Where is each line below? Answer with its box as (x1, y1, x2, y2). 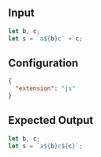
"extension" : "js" (15, 84, 77, 93)
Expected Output (8, 114, 94, 127)
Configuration (8, 56, 79, 69)
